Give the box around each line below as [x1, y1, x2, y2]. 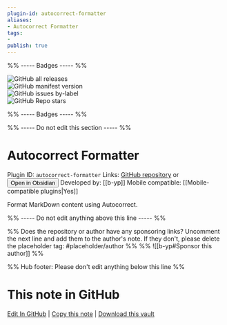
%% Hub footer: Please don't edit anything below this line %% [7, 262, 185, 270]
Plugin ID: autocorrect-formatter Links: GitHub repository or [7, 170, 179, 178]
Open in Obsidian [10, 179, 55, 187]
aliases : [7, 17, 32, 24]
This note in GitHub [7, 287, 120, 303]
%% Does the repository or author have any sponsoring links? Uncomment [7, 227, 220, 235]
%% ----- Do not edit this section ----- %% [7, 124, 132, 131]
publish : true [7, 42, 48, 49]
